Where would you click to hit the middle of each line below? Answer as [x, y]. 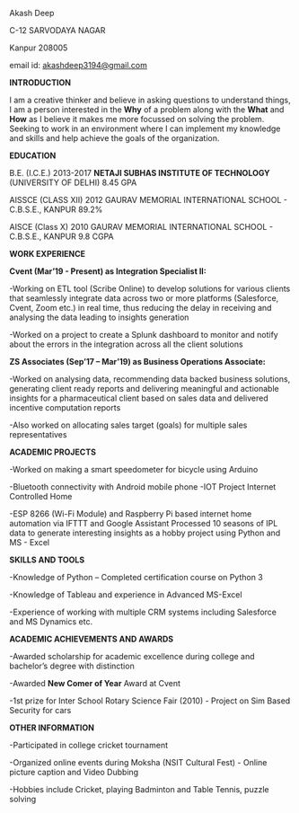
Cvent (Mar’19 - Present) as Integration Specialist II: [108, 271]
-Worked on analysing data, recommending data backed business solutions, [150, 379]
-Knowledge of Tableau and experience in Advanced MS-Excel [126, 595]
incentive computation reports [65, 407]
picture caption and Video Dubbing [74, 772]
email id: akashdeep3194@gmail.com [79, 65]
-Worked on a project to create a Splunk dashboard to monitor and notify [144, 335]
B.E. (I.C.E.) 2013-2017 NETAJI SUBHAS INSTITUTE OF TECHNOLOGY [140, 173]
